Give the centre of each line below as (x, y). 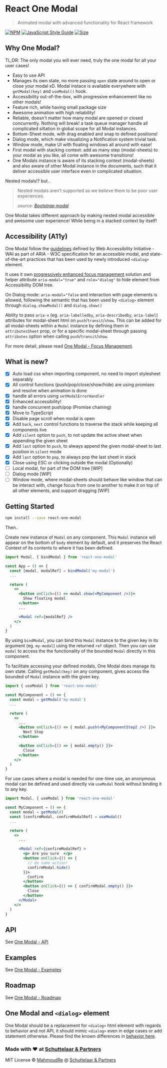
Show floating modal (44, 599)
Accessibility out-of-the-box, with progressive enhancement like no (82, 96)
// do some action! (48, 863)
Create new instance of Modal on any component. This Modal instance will (80, 537)
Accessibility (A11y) (36, 236)
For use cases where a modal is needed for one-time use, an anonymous (80, 779)
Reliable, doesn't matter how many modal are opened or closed (78, 118)
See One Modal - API (27, 942)
